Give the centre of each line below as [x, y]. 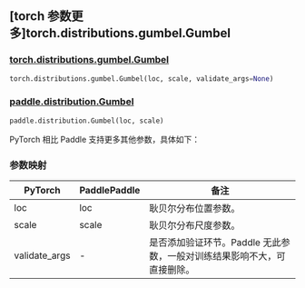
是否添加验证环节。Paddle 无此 [215, 243]
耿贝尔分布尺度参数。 [195, 225]
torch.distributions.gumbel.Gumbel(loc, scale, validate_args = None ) [142, 79]
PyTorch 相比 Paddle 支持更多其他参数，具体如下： [105, 139]
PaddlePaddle [110, 191]
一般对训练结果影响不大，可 [226, 256]
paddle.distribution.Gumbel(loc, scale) [87, 121]
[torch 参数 [40, 16]
